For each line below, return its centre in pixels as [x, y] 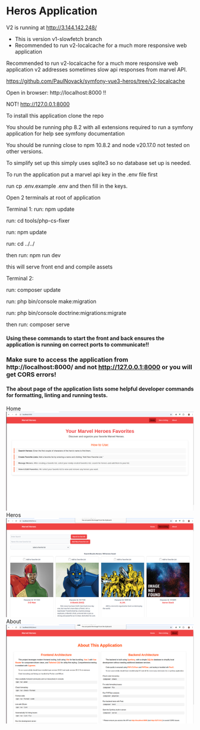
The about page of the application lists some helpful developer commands [100, 389]
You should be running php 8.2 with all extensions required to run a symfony [100, 127]
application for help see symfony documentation [65, 133]
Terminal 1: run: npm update [40, 209]
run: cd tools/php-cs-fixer [38, 220]
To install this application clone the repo [55, 116]
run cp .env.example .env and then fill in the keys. [67, 186]
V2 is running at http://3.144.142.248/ [51, 27]
